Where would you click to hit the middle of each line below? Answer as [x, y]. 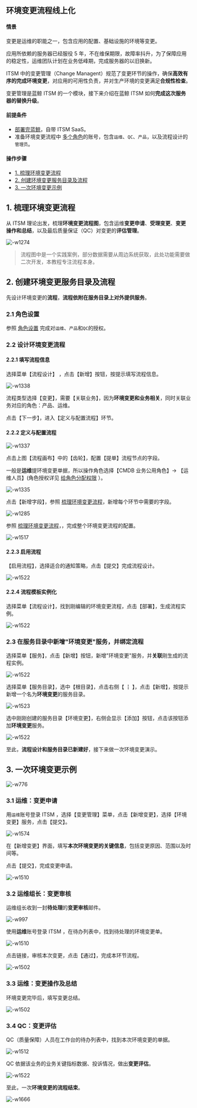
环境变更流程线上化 [41, 11]
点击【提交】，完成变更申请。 [41, 866]
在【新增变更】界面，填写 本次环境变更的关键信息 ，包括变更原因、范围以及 [96, 846]
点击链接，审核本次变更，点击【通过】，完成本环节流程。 [74, 956]
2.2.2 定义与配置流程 [31, 432]
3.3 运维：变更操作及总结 [42, 984]
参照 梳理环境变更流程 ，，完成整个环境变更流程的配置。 [72, 526]
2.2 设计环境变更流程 [36, 344]
